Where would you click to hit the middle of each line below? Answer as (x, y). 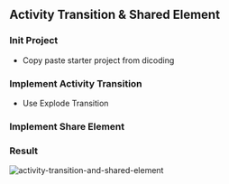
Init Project (34, 41)
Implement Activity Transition (76, 83)
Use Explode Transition (65, 103)
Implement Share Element (67, 126)
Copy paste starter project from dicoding (98, 60)
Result (24, 151)
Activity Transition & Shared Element (115, 15)
